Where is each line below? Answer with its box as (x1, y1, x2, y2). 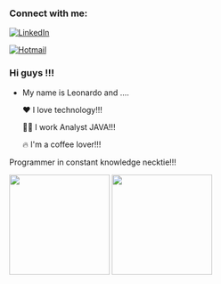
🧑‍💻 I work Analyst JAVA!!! (21, 121, 116, 132)
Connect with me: (9, 7, 88, 20)
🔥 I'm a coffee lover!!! (21, 139, 102, 150)
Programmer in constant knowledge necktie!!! (9, 157, 176, 167)
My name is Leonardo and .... (21, 87, 129, 98)
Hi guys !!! (9, 67, 55, 79)
